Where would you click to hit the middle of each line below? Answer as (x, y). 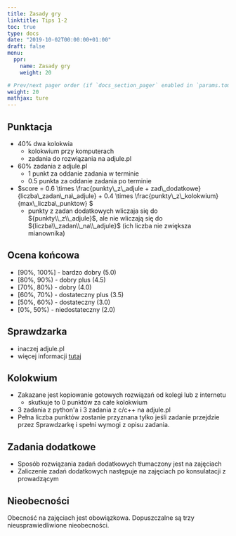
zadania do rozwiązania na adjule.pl (80, 158)
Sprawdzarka (37, 332)
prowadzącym (38, 479)
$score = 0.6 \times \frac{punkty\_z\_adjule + (83, 188)
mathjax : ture (28, 98)
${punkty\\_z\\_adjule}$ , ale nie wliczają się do (95, 218)
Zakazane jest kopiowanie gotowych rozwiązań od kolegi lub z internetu (122, 395)
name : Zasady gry (45, 66)
